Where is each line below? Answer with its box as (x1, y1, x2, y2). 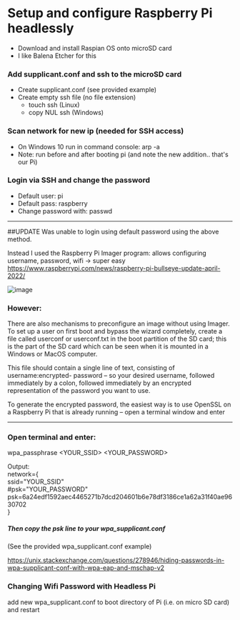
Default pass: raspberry (17, 199, 88, 208)
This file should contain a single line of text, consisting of (7, 364, 175, 372)
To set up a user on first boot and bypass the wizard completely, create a (7, 327, 223, 336)
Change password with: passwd (17, 206, 113, 215)
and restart (7, 605, 40, 614)
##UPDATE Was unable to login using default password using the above (7, 227, 219, 236)
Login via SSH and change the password (7, 175, 150, 185)
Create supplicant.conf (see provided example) (17, 86, 157, 94)
